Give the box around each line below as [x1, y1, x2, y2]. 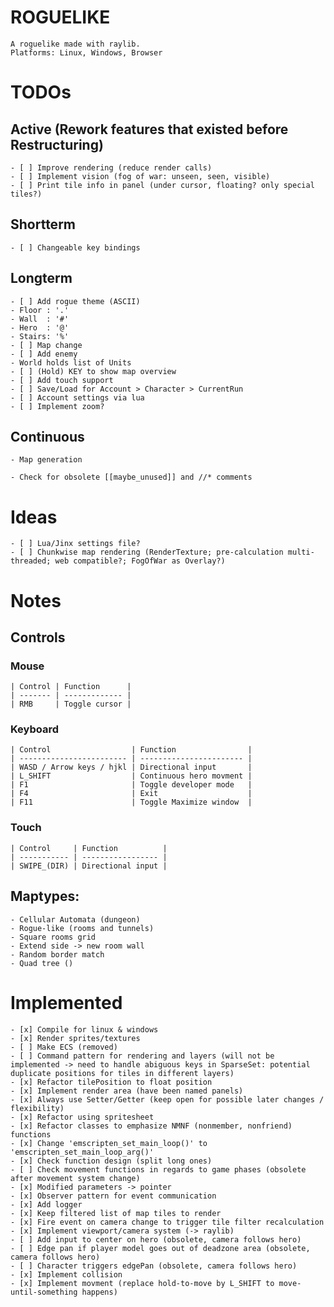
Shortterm [10, 216, 76, 233]
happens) [81, 1287, 118, 1297]
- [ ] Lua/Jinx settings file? [10, 539, 141, 549]
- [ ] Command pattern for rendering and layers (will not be [10, 1051, 275, 1061]
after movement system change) [10, 1173, 141, 1183]
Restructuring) [10, 136, 104, 153]
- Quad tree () [10, 958, 74, 968]
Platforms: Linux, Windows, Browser [10, 47, 163, 58]
